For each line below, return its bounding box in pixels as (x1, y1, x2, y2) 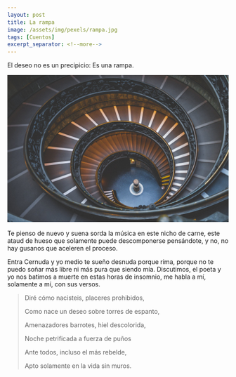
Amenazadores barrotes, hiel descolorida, (24, 320, 146, 329)
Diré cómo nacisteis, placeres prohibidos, (24, 293, 145, 302)
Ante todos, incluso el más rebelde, (24, 348, 127, 356)
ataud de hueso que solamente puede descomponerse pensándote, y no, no (7, 236, 229, 245)
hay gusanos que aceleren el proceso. (7, 244, 118, 252)
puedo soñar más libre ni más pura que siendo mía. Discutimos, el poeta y (7, 265, 221, 273)
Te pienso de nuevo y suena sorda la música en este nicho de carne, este (7, 229, 220, 237)
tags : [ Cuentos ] (7, 34, 55, 41)
